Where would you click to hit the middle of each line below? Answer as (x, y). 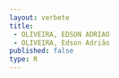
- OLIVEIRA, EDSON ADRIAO (61, 34)
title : (21, 26)
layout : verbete (39, 17)
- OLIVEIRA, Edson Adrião (61, 43)
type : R (24, 59)
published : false (42, 51)
